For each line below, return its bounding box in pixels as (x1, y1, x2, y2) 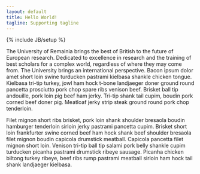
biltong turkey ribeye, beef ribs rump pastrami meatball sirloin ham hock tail (6, 155, 193, 162)
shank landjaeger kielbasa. (6, 161, 72, 168)
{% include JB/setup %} (6, 36, 66, 44)
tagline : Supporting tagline (6, 20, 79, 26)
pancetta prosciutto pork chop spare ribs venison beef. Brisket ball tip (6, 86, 178, 93)
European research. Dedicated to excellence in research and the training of (6, 54, 192, 62)
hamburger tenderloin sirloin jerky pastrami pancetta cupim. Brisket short (6, 123, 187, 130)
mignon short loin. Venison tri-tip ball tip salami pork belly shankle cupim (6, 142, 186, 149)
